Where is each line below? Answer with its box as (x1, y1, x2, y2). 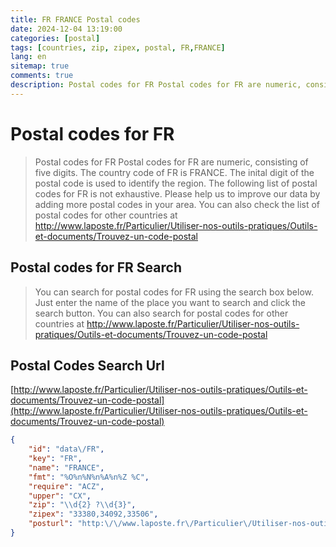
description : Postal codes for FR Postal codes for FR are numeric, (10, 80, 302, 90)
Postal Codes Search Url (10, 357, 165, 374)
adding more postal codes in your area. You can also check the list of (34, 198, 321, 210)
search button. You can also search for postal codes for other (34, 307, 289, 319)
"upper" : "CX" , (28, 491, 92, 501)
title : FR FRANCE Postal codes (10, 14, 141, 25)
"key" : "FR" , (28, 454, 83, 464)
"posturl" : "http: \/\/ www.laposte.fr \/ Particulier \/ (28, 519, 253, 529)
